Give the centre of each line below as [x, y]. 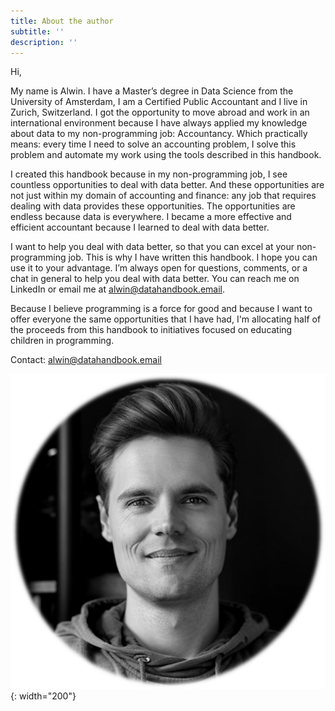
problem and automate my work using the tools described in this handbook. [166, 155]
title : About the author [62, 21]
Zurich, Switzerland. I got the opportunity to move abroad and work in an [160, 112]
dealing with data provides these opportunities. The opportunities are [153, 206]
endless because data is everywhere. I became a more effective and [151, 217]
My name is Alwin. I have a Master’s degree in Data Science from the [152, 91]
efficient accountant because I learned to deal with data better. [140, 227]
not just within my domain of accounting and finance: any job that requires [163, 196]
